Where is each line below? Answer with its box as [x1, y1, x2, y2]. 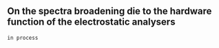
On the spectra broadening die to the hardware [7, 5, 212, 17]
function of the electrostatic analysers [7, 16, 176, 28]
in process [7, 34, 39, 41]
